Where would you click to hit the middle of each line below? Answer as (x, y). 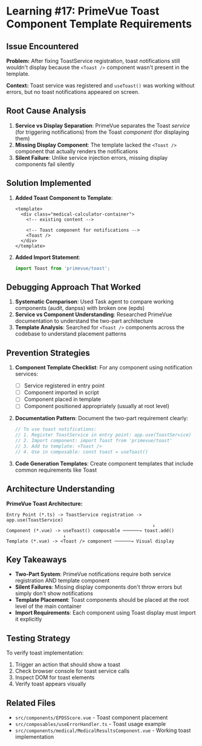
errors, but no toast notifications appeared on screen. (73, 92)
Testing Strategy (38, 638)
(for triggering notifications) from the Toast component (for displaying (102, 132)
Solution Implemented (49, 183)
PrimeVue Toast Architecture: (44, 503)
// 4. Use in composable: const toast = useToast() (81, 452)
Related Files (31, 703)
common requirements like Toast (56, 470)
